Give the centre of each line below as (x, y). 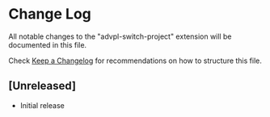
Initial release (42, 105)
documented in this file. (48, 44)
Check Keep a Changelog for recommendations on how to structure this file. (135, 61)
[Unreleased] (42, 86)
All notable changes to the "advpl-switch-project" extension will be (120, 36)
